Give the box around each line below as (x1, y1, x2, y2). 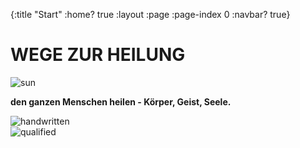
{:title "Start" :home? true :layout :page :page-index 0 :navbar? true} (10, 9, 291, 20)
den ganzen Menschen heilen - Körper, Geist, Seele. (10, 95, 232, 108)
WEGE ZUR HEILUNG (10, 44, 186, 66)
